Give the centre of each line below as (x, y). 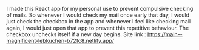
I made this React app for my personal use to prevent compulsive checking (100, 9)
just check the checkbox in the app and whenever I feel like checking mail (99, 21)
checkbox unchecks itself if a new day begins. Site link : (76, 34)
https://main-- (165, 34)
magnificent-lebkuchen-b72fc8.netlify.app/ (60, 41)
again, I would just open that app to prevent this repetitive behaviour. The (98, 28)
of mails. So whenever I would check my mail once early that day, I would (98, 15)
